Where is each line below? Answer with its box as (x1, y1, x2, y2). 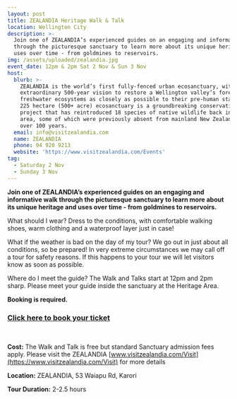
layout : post (7, 10, 46, 18)
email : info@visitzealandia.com (13, 129, 109, 136)
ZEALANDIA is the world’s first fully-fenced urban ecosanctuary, (20, 83, 219, 90)
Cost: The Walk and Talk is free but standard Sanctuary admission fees (7, 342, 214, 351)
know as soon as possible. (7, 260, 85, 269)
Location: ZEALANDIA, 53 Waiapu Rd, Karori (7, 371, 138, 379)
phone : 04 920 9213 (13, 142, 71, 149)
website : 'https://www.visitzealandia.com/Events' (13, 149, 166, 156)
